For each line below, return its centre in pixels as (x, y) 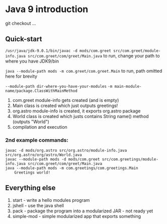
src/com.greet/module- (137, 51)
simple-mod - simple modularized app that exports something (77, 216)
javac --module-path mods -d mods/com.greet (53, 159)
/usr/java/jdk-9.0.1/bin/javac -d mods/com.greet (58, 51)
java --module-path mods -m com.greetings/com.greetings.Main (72, 168)
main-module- (128, 86)
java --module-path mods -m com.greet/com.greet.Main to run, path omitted (84, 71)
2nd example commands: (37, 140)
